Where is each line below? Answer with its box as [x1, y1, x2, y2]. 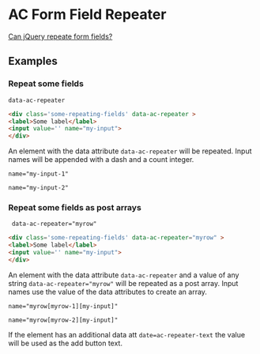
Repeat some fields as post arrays [8, 202, 142, 213]
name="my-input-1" [8, 170, 69, 179]
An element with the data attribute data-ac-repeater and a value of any [8, 270, 239, 280]
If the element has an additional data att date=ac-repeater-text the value [8, 330, 246, 339]
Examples [8, 55, 58, 68]
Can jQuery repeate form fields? [8, 32, 113, 41]
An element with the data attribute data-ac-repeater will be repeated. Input [8, 146, 252, 156]
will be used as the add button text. [8, 338, 122, 348]
